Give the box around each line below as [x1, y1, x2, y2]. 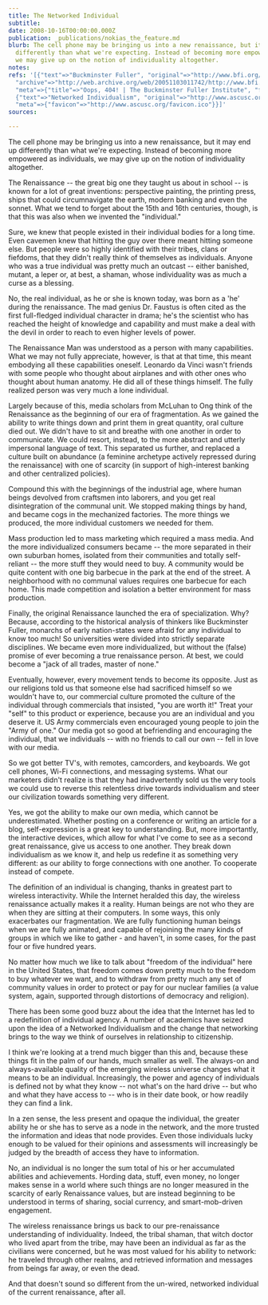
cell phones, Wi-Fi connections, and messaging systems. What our [8, 767, 228, 776]
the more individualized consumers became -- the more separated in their [8, 542, 251, 552]
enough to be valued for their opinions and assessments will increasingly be [8, 1139, 258, 1149]
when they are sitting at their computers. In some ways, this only [8, 908, 221, 917]
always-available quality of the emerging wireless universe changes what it [8, 1065, 255, 1074]
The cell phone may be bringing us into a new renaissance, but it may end [8, 137, 251, 146]
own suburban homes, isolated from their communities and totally [8, 551, 225, 560]
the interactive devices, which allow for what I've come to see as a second [8, 833, 253, 842]
